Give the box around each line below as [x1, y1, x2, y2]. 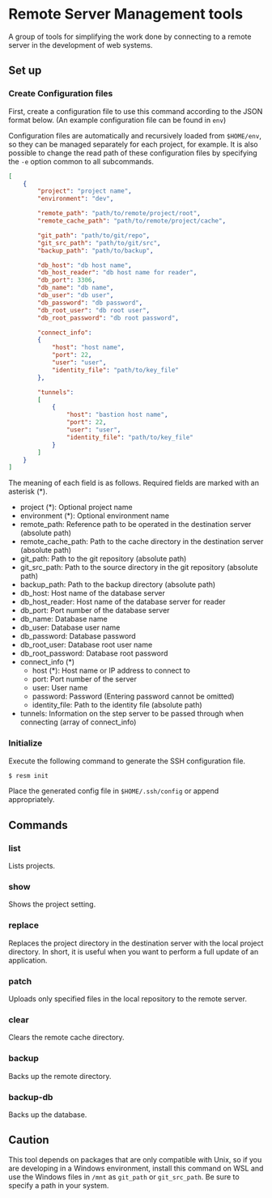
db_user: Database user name [19, 622, 121, 632]
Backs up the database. [8, 1110, 87, 1119]
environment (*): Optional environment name [19, 511, 170, 520]
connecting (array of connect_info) [19, 717, 137, 727]
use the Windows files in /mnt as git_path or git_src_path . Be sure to [8, 1171, 240, 1182]
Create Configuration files [8, 88, 113, 100]
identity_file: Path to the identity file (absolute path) [32, 700, 202, 710]
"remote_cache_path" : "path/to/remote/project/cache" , [37, 217, 227, 225]
